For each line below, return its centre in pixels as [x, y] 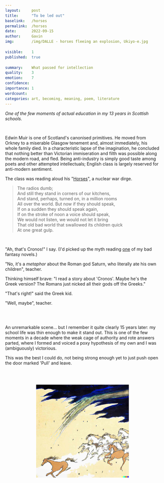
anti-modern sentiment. [29, 169]
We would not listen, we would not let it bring [63, 220]
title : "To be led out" [35, 16]
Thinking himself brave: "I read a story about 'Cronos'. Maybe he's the [76, 279]
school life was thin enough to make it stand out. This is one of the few [77, 332]
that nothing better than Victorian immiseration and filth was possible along [81, 153]
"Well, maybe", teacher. [29, 303]
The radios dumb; [35, 188]
